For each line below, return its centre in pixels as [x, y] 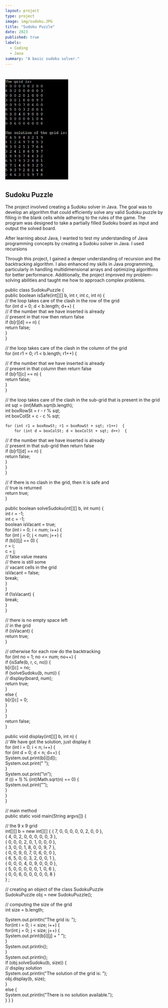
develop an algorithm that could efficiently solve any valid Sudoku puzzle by [84, 212]
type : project [20, 16]
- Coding [19, 48]
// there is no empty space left [36, 620]
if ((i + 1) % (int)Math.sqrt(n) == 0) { [42, 780]
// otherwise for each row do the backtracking [53, 652]
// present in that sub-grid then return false [50, 446]
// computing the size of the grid [39, 904]
